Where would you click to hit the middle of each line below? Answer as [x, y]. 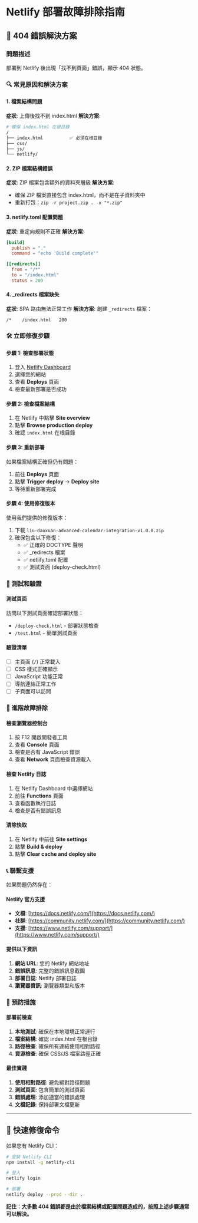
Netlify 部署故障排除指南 [66, 12]
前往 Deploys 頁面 [37, 474]
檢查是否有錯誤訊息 [38, 810]
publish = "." [29, 248]
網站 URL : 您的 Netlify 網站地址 [52, 963]
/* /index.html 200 [37, 320]
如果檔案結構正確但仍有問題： [42, 461]
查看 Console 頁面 [37, 745]
